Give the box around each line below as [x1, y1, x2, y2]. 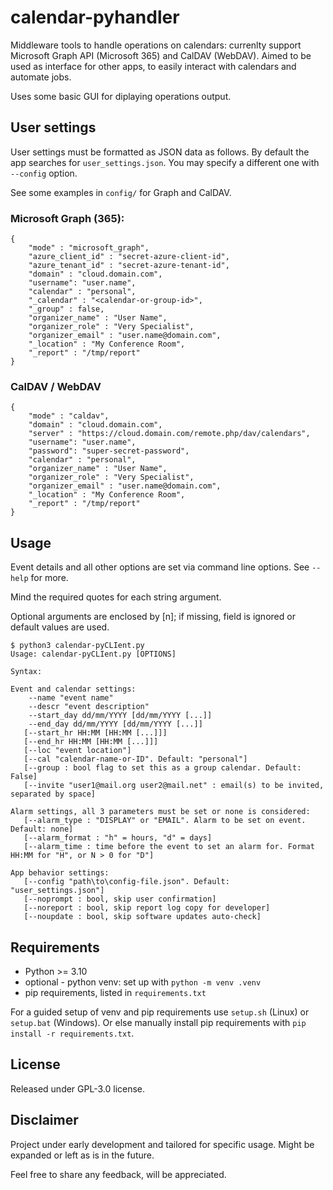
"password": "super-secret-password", [28, 446, 190, 456]
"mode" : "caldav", [28, 411, 110, 421]
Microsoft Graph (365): [10, 211, 125, 225]
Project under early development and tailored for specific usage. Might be [10, 1138, 315, 1150]
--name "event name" [28, 693, 114, 703]
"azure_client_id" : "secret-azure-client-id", [28, 252, 230, 262]
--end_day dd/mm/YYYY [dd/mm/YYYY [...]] [28, 719, 203, 730]
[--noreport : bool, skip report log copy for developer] [23, 903, 271, 913]
